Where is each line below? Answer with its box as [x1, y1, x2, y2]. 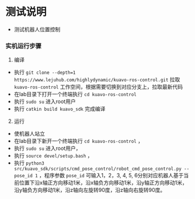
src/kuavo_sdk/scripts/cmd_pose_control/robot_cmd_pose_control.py [13, 166, 182, 172]
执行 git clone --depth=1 [13, 68, 76, 76]
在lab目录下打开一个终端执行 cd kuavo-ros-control [13, 91, 137, 98]
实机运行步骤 [5, 42, 42, 50]
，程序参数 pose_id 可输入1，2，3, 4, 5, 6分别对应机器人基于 [39, 172, 184, 179]
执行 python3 [13, 159, 44, 167]
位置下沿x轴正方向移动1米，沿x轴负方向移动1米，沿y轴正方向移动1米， [19, 179, 188, 186]
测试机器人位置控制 [13, 26, 61, 33]
